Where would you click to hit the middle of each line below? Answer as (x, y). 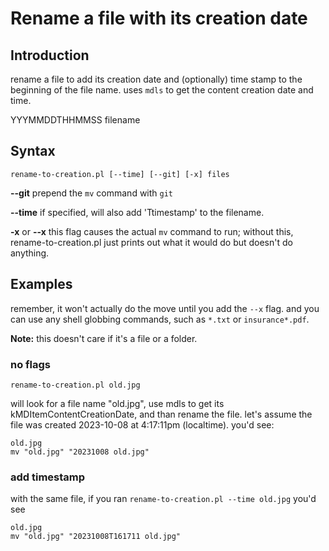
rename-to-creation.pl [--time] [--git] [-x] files (120, 174)
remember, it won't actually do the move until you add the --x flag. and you (165, 308)
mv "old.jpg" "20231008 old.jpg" (80, 452)
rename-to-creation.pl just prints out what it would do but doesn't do (151, 242)
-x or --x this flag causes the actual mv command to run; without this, (152, 231)
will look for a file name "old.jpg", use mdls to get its (117, 403)
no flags (31, 364)
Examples (41, 284)
